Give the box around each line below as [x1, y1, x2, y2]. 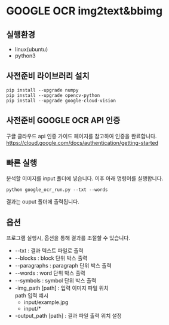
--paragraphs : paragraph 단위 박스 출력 [14, 262, 112, 269]
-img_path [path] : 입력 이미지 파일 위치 [14, 284, 109, 291]
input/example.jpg [23, 299, 69, 306]
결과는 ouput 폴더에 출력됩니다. [6, 198, 79, 205]
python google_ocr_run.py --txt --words [6, 187, 109, 193]
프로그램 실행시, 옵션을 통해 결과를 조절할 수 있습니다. [6, 235, 130, 242]
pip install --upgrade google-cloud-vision [6, 98, 116, 104]
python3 [14, 52, 36, 59]
